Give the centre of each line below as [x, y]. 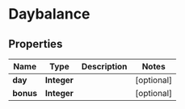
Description [104, 67]
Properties [36, 44]
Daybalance [49, 14]
